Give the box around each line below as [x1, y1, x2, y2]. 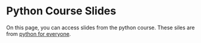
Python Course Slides [6, 4, 117, 18]
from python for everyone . [6, 30, 71, 37]
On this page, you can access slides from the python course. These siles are [6, 24, 195, 31]
